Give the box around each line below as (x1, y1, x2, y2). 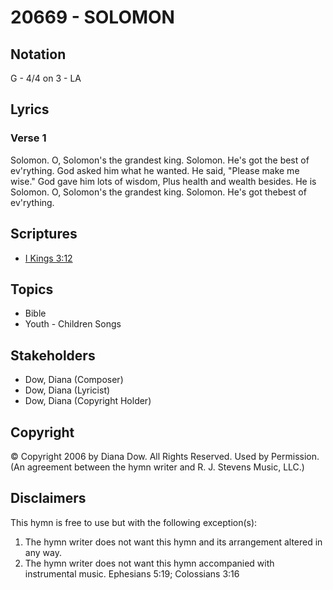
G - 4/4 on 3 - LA (10, 72, 82, 84)
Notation (10, 46, 67, 63)
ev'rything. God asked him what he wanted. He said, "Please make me (10, 164, 300, 176)
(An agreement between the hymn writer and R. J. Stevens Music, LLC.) (10, 461, 305, 473)
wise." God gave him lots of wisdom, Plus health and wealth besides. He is (10, 175, 317, 187)
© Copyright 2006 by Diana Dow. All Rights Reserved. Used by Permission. (10, 450, 320, 462)
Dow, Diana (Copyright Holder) (24, 395, 152, 407)
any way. (24, 546, 62, 558)
